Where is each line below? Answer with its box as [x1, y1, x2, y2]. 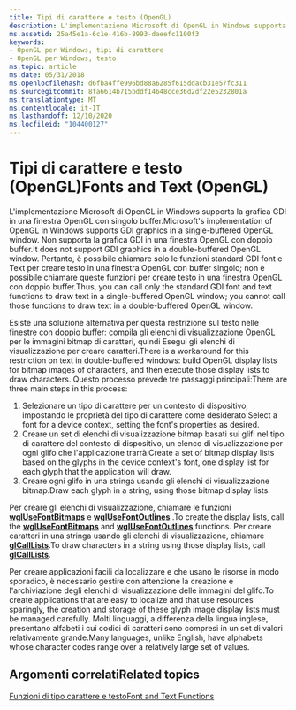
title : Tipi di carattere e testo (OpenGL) [9, 12, 172, 22]
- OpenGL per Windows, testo [9, 54, 117, 63]
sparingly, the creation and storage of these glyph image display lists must [9, 604, 280, 614]
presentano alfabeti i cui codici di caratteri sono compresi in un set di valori [9, 622, 283, 633]
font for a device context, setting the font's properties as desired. [21, 419, 260, 429]
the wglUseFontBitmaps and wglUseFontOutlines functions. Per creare [9, 521, 272, 531]
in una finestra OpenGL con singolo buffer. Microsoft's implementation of [9, 215, 273, 226]
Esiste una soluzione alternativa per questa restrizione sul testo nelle [9, 317, 259, 328]
